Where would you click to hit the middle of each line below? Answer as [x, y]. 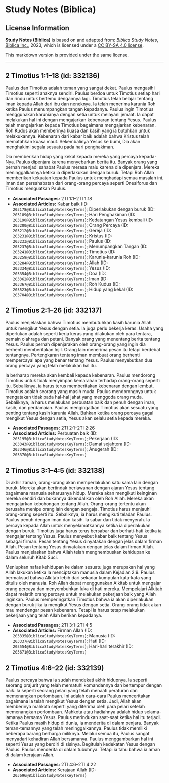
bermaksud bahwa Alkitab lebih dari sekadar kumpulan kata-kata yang [78, 578]
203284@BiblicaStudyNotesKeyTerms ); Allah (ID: [60, 263]
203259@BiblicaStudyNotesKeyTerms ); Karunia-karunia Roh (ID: [76, 257]
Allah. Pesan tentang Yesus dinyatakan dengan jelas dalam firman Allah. [80, 547]
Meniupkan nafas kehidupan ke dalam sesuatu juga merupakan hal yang [80, 567]
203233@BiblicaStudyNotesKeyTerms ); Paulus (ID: [62, 241]
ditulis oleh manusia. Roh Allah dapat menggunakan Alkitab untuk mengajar [83, 583]
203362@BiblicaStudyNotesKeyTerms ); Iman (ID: [60, 279]
